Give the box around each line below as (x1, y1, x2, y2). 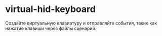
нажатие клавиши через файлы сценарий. (5, 25, 97, 31)
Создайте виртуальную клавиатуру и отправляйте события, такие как (5, 20, 157, 26)
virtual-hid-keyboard (5, 3, 96, 15)
